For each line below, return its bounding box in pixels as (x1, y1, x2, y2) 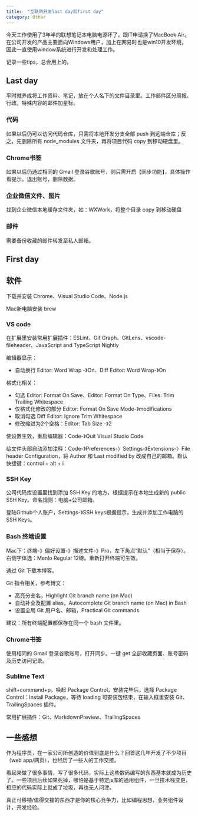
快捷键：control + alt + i (6, 460, 64, 467)
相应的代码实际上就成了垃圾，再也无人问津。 (6, 784, 115, 791)
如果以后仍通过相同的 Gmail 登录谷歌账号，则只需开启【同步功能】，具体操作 (6, 168, 191, 175)
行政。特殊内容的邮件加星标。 (6, 100, 78, 107)
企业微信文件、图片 (6, 191, 61, 200)
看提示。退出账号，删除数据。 (6, 175, 78, 183)
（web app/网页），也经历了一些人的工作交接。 (6, 756, 120, 764)
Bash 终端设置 (6, 533, 47, 541)
